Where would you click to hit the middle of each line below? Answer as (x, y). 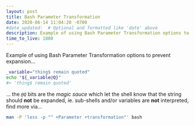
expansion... (21, 61)
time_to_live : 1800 (30, 38)
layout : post (22, 11)
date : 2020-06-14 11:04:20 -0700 (47, 22)
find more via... (24, 106)
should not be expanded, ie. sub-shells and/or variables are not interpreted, (97, 100)
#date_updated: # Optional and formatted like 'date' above (82, 28)
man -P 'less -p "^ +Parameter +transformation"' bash (74, 117)
